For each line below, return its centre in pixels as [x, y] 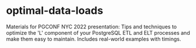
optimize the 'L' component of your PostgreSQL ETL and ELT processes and [98, 32]
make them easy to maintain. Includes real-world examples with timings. [94, 39]
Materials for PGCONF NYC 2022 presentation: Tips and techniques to [92, 27]
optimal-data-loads [55, 11]
